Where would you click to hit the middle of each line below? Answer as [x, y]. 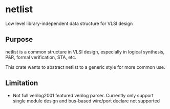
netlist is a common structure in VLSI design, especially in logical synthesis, [85, 51]
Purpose [19, 39]
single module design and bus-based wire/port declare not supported [86, 101]
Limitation [22, 83]
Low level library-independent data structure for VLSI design [69, 23]
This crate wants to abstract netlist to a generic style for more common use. [85, 67]
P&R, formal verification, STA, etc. [41, 57]
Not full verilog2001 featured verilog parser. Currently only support [83, 95]
